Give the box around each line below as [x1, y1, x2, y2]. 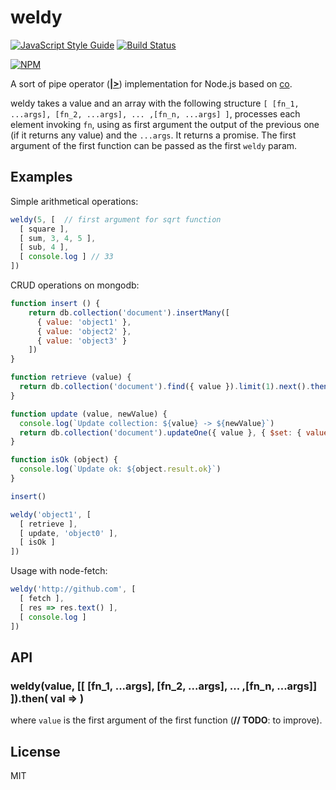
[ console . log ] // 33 [19, 252, 114, 262]
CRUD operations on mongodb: [10, 279, 140, 291]
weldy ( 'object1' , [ [10, 509, 92, 520]
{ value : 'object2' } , [36, 326, 132, 336]
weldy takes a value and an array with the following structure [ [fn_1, [10, 97, 300, 109]
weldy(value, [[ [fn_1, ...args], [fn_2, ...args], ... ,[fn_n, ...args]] [10, 679, 318, 693]
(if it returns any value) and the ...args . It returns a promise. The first [10, 129, 297, 141]
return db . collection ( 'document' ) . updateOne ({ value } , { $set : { [19, 427, 302, 438]
